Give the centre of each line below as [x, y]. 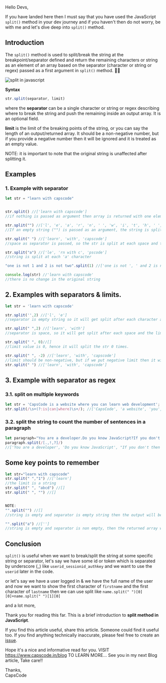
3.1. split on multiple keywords [42, 394]
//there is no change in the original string [53, 279]
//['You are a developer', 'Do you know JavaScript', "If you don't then [83, 447]
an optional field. [22, 119]
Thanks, [13, 670]
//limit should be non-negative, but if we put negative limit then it [80, 360]
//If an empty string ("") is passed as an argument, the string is [77, 230]
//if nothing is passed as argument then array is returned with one [78, 216]
